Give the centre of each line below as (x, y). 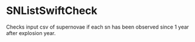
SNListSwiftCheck (52, 11)
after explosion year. (31, 33)
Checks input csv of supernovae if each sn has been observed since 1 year (97, 27)
